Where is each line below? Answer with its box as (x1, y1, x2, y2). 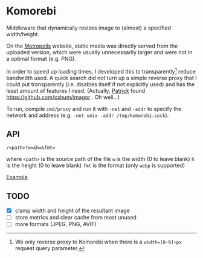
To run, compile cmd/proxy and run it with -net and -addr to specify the (6, 105, 182, 112)
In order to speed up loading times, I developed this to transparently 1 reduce (6, 66, 196, 75)
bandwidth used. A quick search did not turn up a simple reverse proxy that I (6, 74, 197, 81)
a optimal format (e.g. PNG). (6, 55, 77, 62)
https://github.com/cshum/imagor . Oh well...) (6, 93, 120, 101)
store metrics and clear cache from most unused (14, 214, 137, 221)
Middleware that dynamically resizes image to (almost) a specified (6, 24, 171, 31)
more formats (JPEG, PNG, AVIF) (14, 221, 97, 228)
